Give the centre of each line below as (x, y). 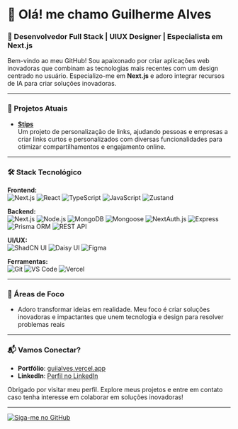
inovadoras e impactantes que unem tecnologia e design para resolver (120, 317)
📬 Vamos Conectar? (44, 350)
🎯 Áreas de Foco (36, 294)
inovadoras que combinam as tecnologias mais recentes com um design (113, 68)
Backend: (22, 211)
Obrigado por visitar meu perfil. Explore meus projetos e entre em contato (115, 389)
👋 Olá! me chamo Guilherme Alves (109, 15)
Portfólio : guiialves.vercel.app (62, 368)
